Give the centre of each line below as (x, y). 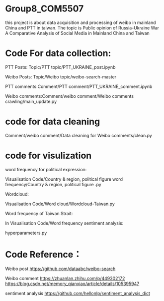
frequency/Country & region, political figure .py (53, 184)
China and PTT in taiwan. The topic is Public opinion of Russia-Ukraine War (82, 27)
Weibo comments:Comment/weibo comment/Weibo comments (70, 96)
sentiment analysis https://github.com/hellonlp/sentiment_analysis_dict (78, 293)
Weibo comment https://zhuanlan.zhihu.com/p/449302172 (65, 278)
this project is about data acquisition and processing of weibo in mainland (81, 22)
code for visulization (48, 156)
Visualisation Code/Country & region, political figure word (64, 179)
